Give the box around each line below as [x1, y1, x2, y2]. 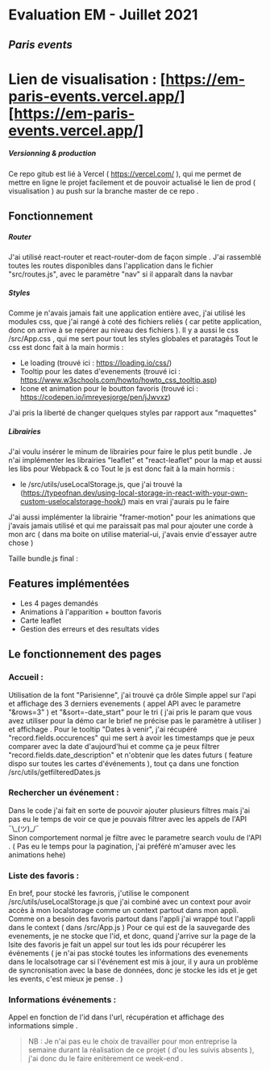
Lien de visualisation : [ [8, 70, 167, 88]
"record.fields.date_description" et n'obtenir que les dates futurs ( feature [8, 750, 253, 760]
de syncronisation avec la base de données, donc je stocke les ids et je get [8, 965, 258, 975]
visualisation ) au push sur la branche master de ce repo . [8, 185, 199, 195]
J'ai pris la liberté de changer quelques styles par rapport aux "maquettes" [8, 408, 257, 418]
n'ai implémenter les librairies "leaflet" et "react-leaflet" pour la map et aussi [8, 456, 262, 465]
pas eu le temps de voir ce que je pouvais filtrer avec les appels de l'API [8, 814, 247, 823]
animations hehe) [8, 849, 66, 860]
